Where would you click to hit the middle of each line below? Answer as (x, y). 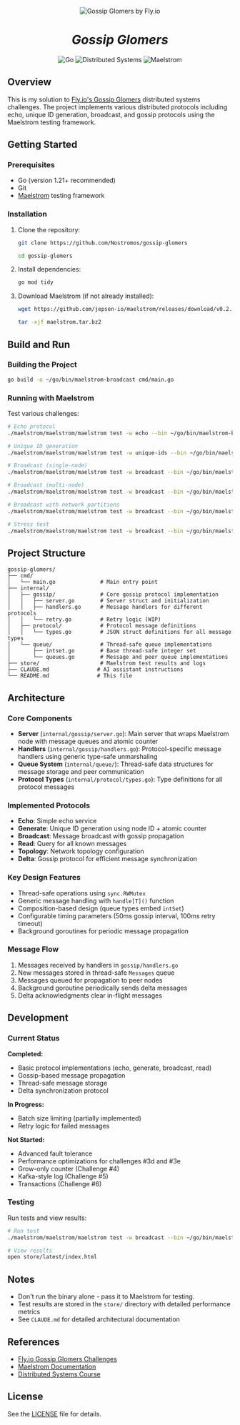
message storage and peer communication (81, 771)
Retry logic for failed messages (64, 1126)
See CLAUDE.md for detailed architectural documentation (99, 1319)
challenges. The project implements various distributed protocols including (117, 106)
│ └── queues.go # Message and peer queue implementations (118, 657)
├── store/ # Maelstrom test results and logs (106, 664)
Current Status (34, 1038)
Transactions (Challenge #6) (60, 1183)
